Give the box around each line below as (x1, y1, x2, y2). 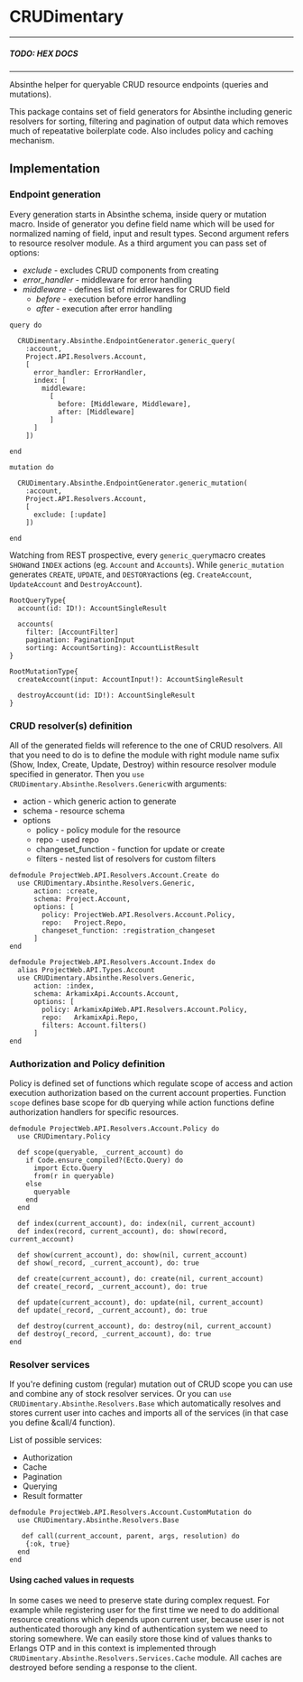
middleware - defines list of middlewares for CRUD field (22, 283, 231, 294)
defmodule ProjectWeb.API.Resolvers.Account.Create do (9, 870, 220, 879)
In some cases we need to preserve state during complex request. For (9, 1594, 271, 1605)
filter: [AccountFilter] (25, 627, 119, 637)
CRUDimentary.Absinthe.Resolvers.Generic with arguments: (9, 778, 227, 789)
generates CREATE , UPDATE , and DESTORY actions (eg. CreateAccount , (9, 569, 252, 580)
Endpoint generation (9, 188, 101, 200)
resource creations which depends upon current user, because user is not (9, 1613, 285, 1624)
